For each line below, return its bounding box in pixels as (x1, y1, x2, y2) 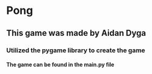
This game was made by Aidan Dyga (6, 28, 147, 38)
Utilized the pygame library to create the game (6, 46, 145, 55)
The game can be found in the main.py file (6, 61, 114, 69)
